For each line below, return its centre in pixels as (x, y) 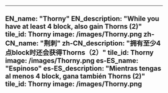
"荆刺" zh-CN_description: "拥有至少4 (100, 44)
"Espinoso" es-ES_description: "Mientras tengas (83, 68)
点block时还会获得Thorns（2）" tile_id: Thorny (79, 53)
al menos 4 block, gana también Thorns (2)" (75, 76)
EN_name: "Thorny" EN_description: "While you (82, 19)
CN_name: (22, 44)
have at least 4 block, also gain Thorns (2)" (74, 27)
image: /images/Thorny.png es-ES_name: (72, 61)
